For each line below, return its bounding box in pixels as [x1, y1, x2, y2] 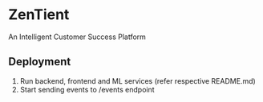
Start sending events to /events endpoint [19, 84, 155, 94]
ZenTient [8, 6, 70, 24]
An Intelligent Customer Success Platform [8, 32, 147, 41]
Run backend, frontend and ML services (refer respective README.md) [19, 76, 257, 85]
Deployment [8, 55, 71, 69]
